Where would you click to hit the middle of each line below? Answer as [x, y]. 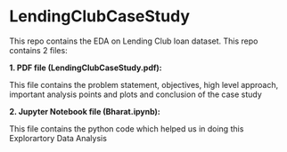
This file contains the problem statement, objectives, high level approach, [144, 84]
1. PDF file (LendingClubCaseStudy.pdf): [86, 68]
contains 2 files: [39, 50]
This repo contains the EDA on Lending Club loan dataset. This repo [134, 41]
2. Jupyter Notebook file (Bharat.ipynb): [85, 111]
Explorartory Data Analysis [58, 138]
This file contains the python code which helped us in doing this [127, 128]
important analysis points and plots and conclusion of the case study [136, 94]
